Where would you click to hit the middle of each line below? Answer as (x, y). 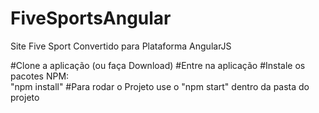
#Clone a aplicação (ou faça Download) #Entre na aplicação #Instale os (158, 65)
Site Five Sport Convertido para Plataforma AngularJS (121, 46)
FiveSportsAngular (91, 18)
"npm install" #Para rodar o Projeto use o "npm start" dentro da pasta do (160, 86)
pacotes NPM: (40, 76)
